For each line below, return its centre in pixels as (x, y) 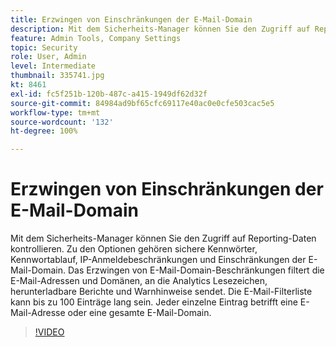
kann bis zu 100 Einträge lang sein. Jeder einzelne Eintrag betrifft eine (154, 302)
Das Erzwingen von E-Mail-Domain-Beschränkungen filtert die (196, 270)
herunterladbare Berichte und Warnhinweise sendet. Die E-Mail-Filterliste (161, 292)
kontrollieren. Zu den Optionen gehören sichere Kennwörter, (134, 249)
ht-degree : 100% (44, 131)
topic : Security (44, 47)
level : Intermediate (53, 66)
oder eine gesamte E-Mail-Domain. (139, 313)
